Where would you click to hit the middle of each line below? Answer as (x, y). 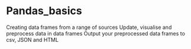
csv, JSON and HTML (33, 40)
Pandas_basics (44, 11)
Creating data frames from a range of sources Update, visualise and (89, 27)
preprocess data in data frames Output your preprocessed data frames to (96, 33)
